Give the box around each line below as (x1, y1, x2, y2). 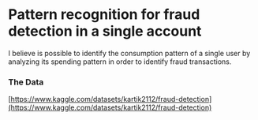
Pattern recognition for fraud (8, 6, 200, 24)
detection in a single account (8, 22, 202, 40)
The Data (8, 77, 44, 88)
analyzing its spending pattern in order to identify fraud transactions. (8, 57, 232, 66)
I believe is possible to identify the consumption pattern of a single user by (8, 48, 251, 58)
